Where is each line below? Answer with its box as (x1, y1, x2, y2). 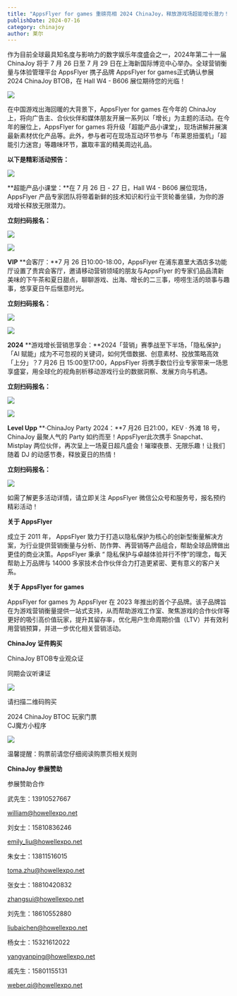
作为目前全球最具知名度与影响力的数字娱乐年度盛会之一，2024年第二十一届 (7, 50, 227, 59)
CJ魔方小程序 (7, 721, 47, 730)
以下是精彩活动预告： (7, 155, 69, 164)
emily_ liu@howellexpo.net (7, 838, 83, 846)
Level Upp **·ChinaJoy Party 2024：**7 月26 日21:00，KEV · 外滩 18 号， (7, 424, 224, 432)
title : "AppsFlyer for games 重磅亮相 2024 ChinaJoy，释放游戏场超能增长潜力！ (7, 10, 229, 18)
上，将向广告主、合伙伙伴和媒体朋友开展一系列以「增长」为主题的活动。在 (7, 114, 224, 122)
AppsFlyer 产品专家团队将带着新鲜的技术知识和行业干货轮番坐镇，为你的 (7, 192, 218, 201)
